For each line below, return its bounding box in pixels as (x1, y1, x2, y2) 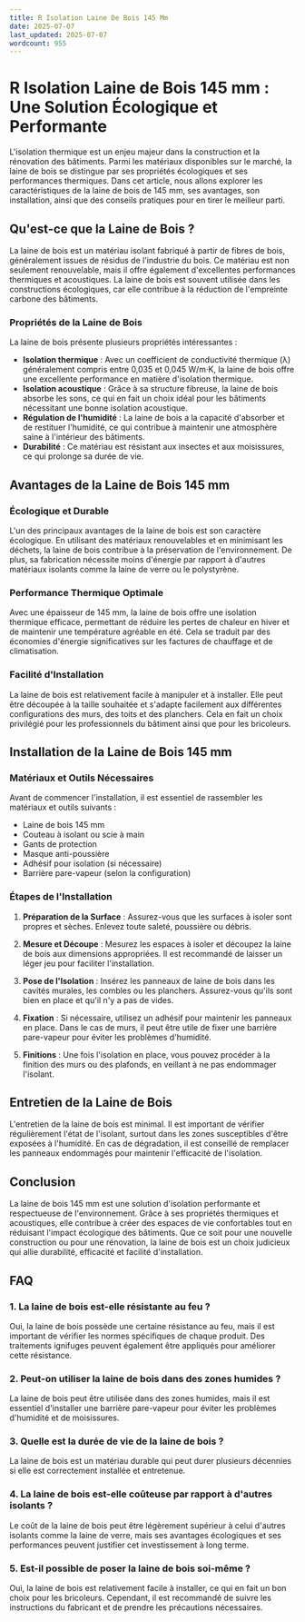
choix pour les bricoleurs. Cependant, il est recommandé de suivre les (9, 1592, 272, 1604)
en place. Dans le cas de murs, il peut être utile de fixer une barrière (22, 1021, 278, 1032)
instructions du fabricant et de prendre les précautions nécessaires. (9, 1602, 263, 1613)
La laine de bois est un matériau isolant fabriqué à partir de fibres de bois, (9, 245, 286, 255)
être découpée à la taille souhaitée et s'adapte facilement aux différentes (9, 699, 282, 710)
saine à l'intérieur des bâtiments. (22, 432, 145, 443)
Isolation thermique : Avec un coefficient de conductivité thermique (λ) (22, 354, 291, 365)
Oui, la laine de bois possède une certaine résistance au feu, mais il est (9, 1320, 275, 1331)
